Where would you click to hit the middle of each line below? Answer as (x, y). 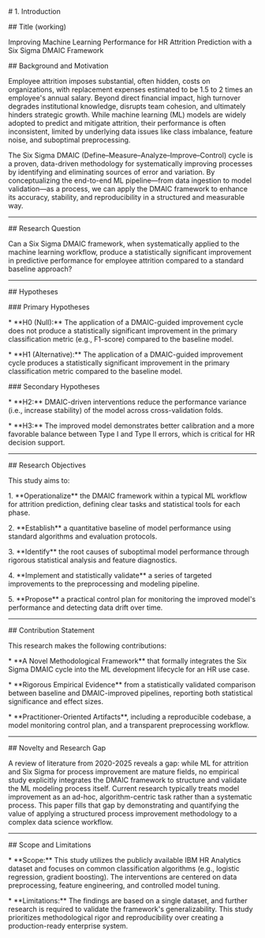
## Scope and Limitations (50, 845)
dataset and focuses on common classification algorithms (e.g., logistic (124, 868)
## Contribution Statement (51, 630)
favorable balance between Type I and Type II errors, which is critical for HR (132, 434)
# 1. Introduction (34, 11)
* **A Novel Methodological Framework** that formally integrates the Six (127, 661)
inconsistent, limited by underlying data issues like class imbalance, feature (131, 131)
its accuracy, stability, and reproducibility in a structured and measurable (127, 197)
